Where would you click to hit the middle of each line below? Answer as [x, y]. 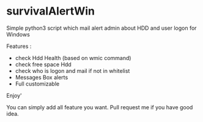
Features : [19, 46]
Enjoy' [14, 95]
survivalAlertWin [51, 11]
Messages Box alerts [42, 77]
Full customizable [37, 84]
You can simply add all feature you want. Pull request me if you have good [100, 107]
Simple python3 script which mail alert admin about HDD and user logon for [102, 28]
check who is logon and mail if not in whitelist [72, 70]
